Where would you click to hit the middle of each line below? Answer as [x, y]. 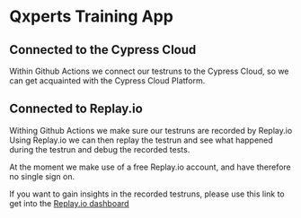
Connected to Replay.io [76, 109]
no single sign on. [42, 176]
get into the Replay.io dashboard [69, 203]
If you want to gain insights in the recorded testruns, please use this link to [147, 194]
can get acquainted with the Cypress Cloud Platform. [107, 81]
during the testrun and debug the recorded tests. [100, 149]
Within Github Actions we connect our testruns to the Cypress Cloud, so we [149, 71]
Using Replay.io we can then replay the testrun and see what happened [142, 140]
